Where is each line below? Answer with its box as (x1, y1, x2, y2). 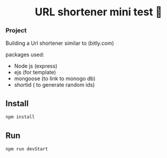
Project (5, 27, 27, 35)
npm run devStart (5, 146, 48, 152)
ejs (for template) (14, 69, 57, 76)
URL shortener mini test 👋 (34, 5, 163, 19)
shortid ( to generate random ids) (14, 81, 95, 88)
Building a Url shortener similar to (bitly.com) (5, 39, 114, 47)
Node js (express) (14, 62, 58, 70)
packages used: (5, 51, 45, 58)
